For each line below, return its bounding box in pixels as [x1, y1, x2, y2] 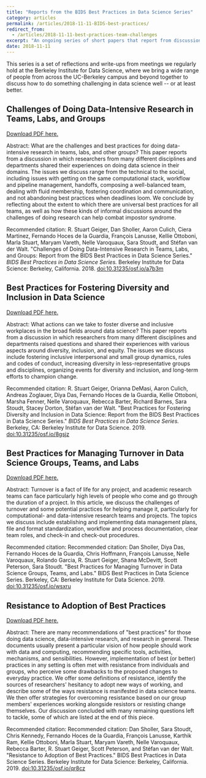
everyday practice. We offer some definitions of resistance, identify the [6, 674, 186, 682]
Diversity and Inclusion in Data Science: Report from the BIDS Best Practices [6, 411, 200, 418]
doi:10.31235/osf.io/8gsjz [6, 430, 69, 438]
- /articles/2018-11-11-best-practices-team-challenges [12, 32, 158, 38]
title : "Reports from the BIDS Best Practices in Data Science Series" [6, 9, 193, 15]
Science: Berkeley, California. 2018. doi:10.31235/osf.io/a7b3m [6, 265, 164, 272]
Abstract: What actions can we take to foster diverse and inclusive [6, 320, 174, 328]
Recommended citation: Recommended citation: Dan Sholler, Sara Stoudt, [6, 726, 193, 733]
